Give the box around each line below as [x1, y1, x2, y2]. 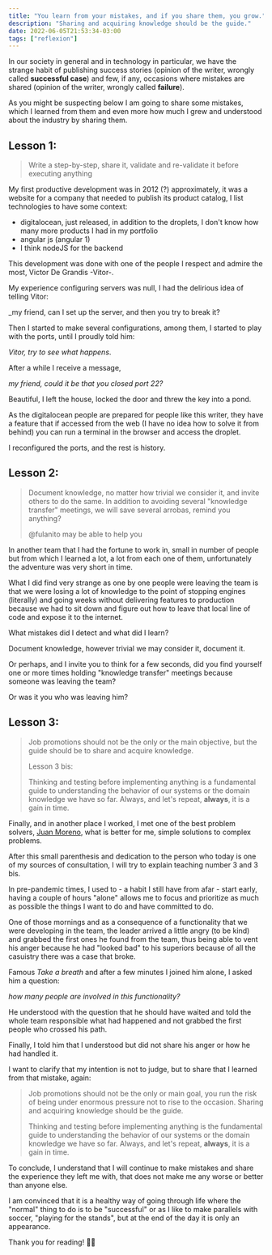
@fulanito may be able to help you [28, 529, 143, 539]
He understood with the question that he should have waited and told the [8, 1007, 252, 1016]
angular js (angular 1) [19, 235, 91, 244]
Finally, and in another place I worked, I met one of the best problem [8, 818, 236, 828]
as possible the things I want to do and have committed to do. [8, 901, 215, 911]
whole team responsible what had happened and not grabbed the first [8, 1015, 242, 1025]
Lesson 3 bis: [28, 761, 74, 771]
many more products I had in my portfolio [19, 226, 159, 235]
